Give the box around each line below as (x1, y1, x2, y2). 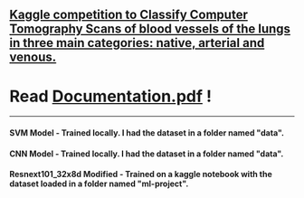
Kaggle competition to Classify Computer (9, 7, 249, 23)
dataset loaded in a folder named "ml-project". (9, 178, 189, 189)
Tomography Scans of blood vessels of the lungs (9, 22, 291, 37)
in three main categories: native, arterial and (9, 35, 265, 51)
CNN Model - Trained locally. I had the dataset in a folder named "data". (9, 148, 284, 159)
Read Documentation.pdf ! (9, 86, 213, 107)
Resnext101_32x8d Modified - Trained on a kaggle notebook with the (9, 169, 273, 180)
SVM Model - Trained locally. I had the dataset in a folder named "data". (9, 127, 285, 138)
